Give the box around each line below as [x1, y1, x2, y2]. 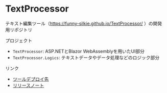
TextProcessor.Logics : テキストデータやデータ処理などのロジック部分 [12, 54, 160, 61]
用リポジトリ [5, 26, 32, 33]
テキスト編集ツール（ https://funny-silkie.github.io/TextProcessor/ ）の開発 [5, 20, 162, 26]
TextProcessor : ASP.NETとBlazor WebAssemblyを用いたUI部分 [12, 48, 145, 54]
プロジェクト [5, 37, 32, 43]
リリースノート [12, 82, 44, 88]
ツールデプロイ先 [12, 76, 49, 82]
